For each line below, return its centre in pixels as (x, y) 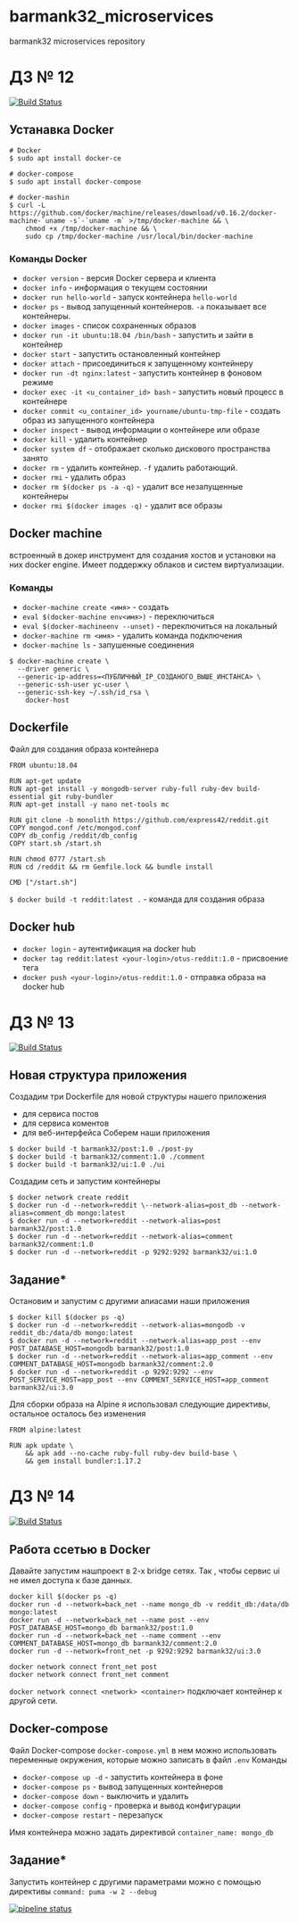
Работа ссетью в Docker (80, 1549)
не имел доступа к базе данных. (71, 1580)
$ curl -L (28, 205)
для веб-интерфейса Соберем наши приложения (116, 1133)
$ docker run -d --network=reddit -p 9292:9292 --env (112, 1372)
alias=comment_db (41, 1213)
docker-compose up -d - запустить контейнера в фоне (123, 1777)
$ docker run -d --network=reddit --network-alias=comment (121, 1237)
